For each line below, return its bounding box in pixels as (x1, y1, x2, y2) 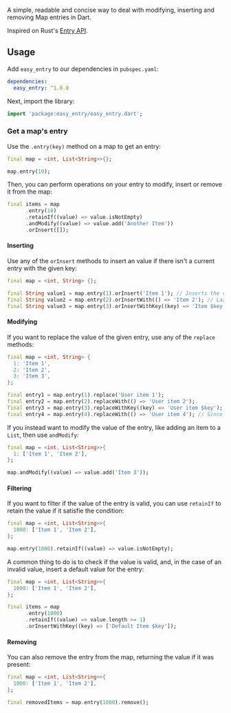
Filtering (7, 484, 32, 492)
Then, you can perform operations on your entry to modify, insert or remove (7, 180, 222, 189)
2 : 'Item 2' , (13, 366, 51, 373)
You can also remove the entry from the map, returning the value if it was (7, 653, 214, 661)
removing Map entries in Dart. (7, 13, 91, 21)
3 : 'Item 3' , (13, 373, 51, 380)
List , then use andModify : (7, 431, 79, 439)
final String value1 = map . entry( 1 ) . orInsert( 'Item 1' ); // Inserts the (7, 289, 220, 297)
